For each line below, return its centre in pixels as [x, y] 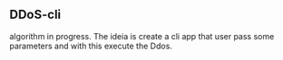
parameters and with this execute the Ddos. [91, 46]
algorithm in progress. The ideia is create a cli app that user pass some [142, 36]
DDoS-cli [35, 15]
